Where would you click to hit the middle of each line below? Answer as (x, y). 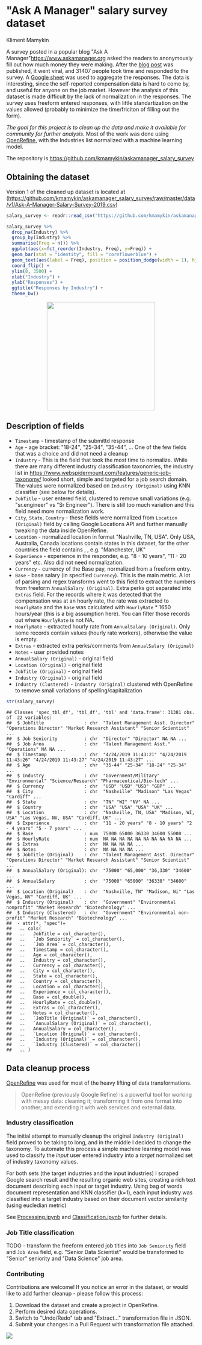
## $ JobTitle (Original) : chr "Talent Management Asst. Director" (101, 854)
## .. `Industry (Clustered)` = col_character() (74, 1044)
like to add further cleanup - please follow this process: (75, 1294)
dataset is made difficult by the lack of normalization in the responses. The (99, 96)
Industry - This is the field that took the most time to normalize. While (101, 460)
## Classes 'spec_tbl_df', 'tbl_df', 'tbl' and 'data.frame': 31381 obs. (101, 712)
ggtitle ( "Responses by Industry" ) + (57, 288)
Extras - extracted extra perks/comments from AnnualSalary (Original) (105, 645)
